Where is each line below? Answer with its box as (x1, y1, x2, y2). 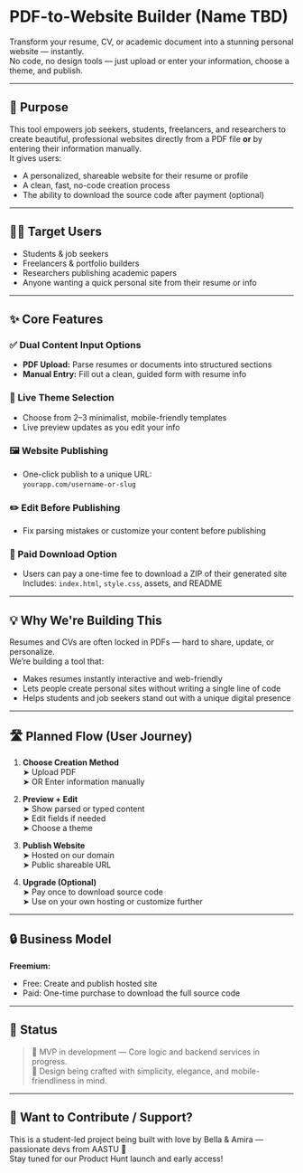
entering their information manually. (9, 143, 142, 154)
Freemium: (9, 960, 51, 971)
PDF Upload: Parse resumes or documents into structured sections (22, 359, 272, 370)
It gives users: (9, 152, 62, 164)
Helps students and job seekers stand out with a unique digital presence (22, 693, 291, 704)
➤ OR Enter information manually (22, 776, 145, 788)
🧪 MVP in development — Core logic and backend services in (31, 1046, 260, 1057)
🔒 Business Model (9, 932, 112, 947)
